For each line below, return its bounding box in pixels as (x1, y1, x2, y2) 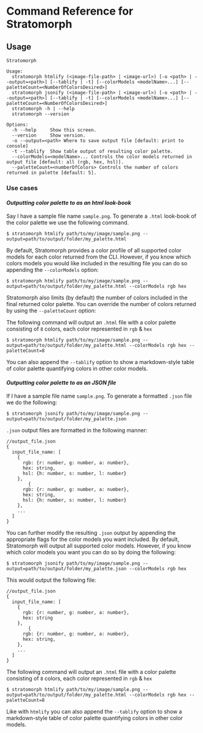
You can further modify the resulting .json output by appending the (6, 529, 176, 537)
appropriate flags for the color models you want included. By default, (6, 535, 180, 543)
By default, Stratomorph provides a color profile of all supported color (6, 247, 182, 254)
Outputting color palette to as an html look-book (6, 199, 132, 206)
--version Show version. (12, 132, 86, 138)
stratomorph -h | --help (12, 105, 75, 112)
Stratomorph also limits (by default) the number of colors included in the (6, 294, 188, 301)
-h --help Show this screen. (12, 127, 97, 133)
